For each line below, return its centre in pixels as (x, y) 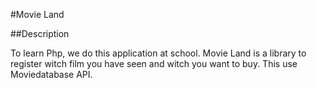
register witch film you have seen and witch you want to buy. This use (154, 63)
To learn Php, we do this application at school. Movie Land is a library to (158, 53)
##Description (40, 33)
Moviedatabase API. (51, 74)
